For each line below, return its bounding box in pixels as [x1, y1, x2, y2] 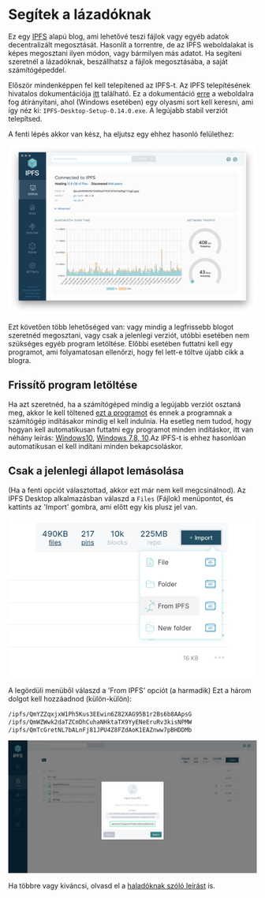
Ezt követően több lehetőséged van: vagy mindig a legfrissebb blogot [8, 322, 234, 331]
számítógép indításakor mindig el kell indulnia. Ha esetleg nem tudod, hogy [8, 416, 252, 425]
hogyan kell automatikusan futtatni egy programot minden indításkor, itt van [8, 425, 254, 434]
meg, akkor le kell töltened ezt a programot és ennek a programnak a [8, 408, 233, 417]
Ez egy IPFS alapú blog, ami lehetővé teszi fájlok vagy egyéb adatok [8, 32, 230, 41]
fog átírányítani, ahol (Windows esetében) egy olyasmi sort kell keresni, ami [8, 97, 254, 107]
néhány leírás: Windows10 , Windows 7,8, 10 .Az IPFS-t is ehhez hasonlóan [8, 432, 247, 443]
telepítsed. [8, 114, 43, 123]
